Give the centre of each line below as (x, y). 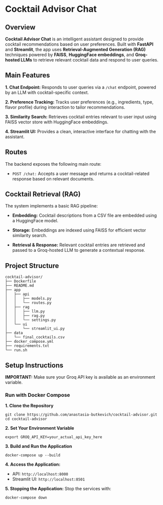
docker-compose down (26, 498)
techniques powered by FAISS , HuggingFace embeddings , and (70, 55)
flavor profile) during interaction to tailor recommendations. (65, 107)
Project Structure (32, 266)
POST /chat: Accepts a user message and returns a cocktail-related (81, 174)
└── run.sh (16, 350)
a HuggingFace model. (35, 221)
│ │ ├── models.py (28, 298)
